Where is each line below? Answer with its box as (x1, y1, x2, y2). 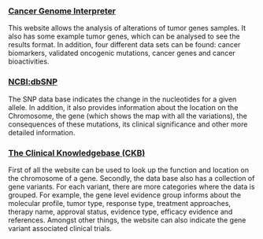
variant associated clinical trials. (8, 223, 113, 233)
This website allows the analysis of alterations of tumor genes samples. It (8, 24, 246, 33)
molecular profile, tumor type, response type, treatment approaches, (8, 198, 231, 208)
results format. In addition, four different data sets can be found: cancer (8, 40, 241, 50)
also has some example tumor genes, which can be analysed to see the (8, 31, 240, 41)
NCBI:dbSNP (8, 76, 57, 87)
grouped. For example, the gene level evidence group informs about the (8, 190, 242, 200)
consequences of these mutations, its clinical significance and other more (8, 119, 248, 129)
